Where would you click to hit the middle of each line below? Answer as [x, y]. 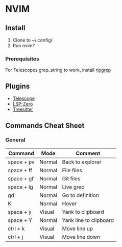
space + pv [21, 162]
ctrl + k [16, 229]
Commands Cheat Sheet [45, 125]
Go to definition [81, 195]
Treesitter [23, 109]
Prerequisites [22, 58]
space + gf [21, 178]
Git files [71, 178]
